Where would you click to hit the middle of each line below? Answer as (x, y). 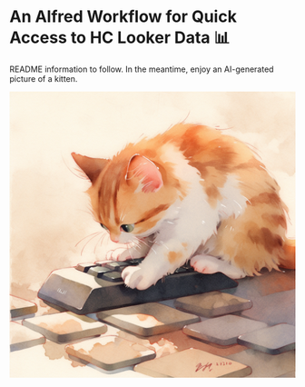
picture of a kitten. (44, 78)
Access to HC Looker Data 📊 (120, 38)
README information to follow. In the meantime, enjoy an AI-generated (142, 69)
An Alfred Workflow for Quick (123, 17)
